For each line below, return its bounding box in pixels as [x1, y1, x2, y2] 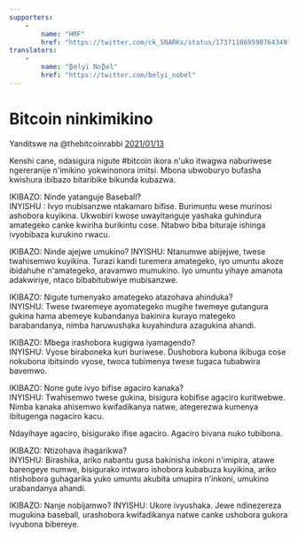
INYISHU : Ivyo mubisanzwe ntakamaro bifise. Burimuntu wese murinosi [9, 200, 272, 211]
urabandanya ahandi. [9, 482, 87, 493]
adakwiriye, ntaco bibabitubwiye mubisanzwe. [9, 274, 178, 285]
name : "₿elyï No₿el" [41, 63, 118, 72]
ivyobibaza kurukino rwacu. [9, 229, 111, 239]
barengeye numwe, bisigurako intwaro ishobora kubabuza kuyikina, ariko [9, 464, 277, 474]
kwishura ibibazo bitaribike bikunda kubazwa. [9, 174, 176, 184]
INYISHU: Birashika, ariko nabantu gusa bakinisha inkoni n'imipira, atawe [9, 454, 275, 465]
